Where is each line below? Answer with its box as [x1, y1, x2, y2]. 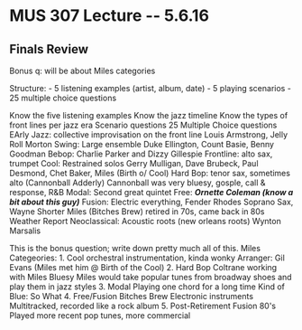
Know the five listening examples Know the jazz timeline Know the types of [9, 110, 288, 120]
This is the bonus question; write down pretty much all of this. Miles [9, 243, 261, 253]
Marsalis [9, 225, 41, 236]
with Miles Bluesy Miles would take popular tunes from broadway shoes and [9, 272, 292, 282]
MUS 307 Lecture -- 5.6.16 [9, 5, 210, 26]
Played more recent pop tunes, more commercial [9, 310, 191, 321]
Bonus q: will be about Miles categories [9, 65, 156, 76]
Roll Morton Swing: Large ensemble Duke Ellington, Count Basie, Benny [9, 139, 275, 149]
